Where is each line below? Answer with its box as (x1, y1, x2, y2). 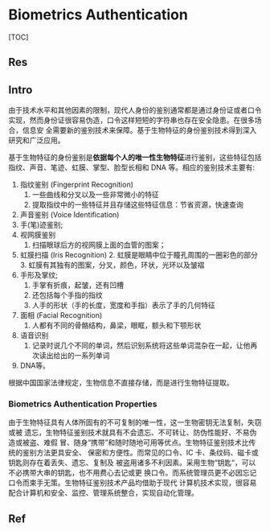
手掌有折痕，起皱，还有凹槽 (31, 280, 125, 290)
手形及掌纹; (19, 270, 59, 280)
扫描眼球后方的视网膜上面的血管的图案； (31, 240, 166, 250)
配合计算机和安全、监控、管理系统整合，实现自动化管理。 (8, 488, 198, 498)
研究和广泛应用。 (8, 135, 65, 146)
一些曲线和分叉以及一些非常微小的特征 (31, 190, 159, 200)
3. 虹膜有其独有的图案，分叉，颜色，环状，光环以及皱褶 (19, 260, 205, 270)
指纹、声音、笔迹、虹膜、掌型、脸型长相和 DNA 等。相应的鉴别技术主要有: (8, 163, 256, 172)
